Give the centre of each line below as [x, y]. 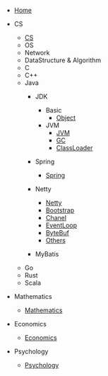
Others [55, 240]
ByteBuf [57, 233]
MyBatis [47, 254]
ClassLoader [74, 148]
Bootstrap [60, 210]
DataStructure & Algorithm [63, 60]
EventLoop [61, 225]
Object [66, 118]
